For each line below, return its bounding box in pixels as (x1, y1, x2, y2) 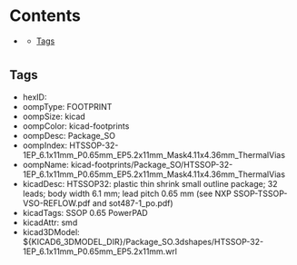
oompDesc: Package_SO (22, 130, 116, 141)
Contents (9, 5, 82, 26)
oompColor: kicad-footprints (22, 120, 130, 132)
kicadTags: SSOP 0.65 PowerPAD (22, 207, 148, 218)
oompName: (22, 159, 70, 170)
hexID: (22, 92, 47, 103)
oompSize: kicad (22, 111, 86, 122)
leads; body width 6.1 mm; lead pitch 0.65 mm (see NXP (22, 188, 232, 199)
